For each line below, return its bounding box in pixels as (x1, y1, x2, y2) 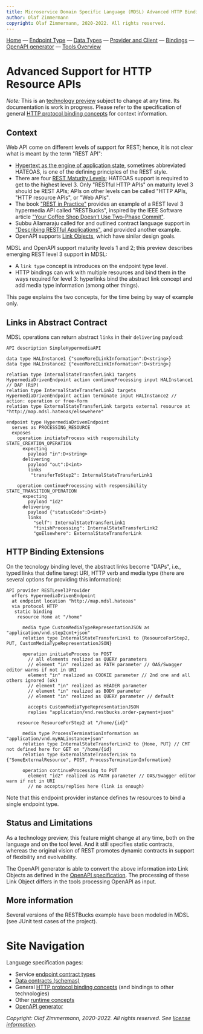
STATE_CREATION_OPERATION (6, 440, 71, 447)
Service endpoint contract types (14, 970, 95, 978)
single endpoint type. (6, 800, 59, 808)
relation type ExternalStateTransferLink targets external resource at (6, 403, 190, 409)
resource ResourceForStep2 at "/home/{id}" (17, 719, 129, 726)
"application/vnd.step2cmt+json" (6, 630, 91, 636)
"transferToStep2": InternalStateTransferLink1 (30, 472, 153, 478)
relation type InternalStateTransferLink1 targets (6, 371, 137, 378)
